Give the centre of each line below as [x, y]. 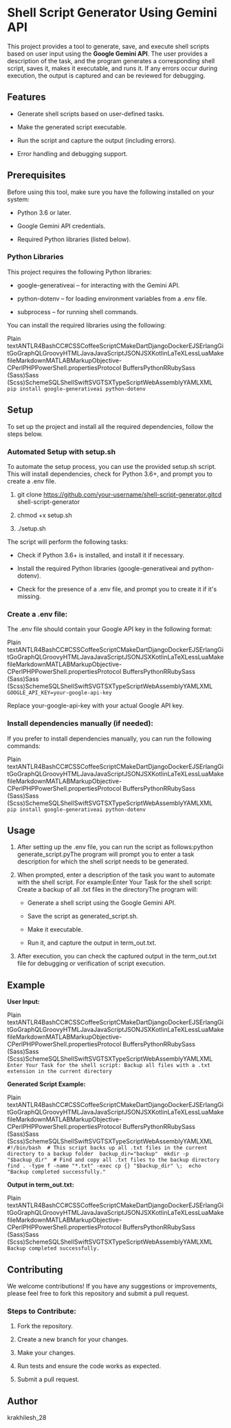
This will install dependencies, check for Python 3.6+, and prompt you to [110, 474]
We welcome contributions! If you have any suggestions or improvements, [112, 1286]
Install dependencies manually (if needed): [80, 723]
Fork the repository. [45, 1326]
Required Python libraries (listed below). [74, 239]
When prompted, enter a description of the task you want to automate [116, 875]
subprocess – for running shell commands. [78, 311]
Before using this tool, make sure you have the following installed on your [111, 192]
